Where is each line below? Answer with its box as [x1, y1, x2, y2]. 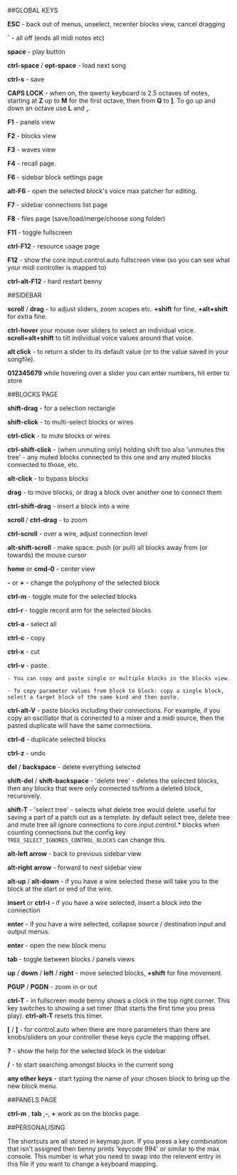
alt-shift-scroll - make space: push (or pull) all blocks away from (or [7, 543, 208, 551]
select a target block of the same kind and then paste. [7, 694, 180, 701]
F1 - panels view [7, 117, 56, 126]
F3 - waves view [7, 145, 56, 154]
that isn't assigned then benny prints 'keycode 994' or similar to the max [7, 1144, 220, 1153]
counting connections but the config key [7, 828, 126, 836]
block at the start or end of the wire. [7, 884, 113, 893]
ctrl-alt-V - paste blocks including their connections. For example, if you [7, 706, 221, 714]
